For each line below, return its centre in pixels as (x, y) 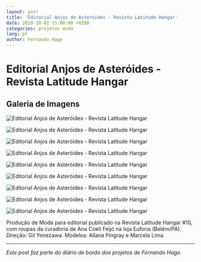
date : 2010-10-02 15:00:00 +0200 (48, 23)
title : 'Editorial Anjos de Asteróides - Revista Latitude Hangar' (92, 17)
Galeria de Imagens (43, 104)
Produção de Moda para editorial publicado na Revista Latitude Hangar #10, (99, 223)
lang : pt (17, 34)
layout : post (22, 12)
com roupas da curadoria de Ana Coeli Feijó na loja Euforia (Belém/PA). (94, 229)
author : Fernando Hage (34, 39)
